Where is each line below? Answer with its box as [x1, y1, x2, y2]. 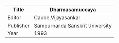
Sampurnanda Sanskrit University [34, 22, 112, 29]
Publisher [7, 22, 30, 29]
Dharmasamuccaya [49, 6, 96, 13]
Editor [7, 14, 21, 21]
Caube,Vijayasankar [34, 14, 81, 21]
